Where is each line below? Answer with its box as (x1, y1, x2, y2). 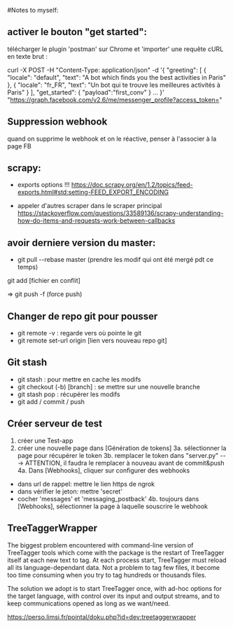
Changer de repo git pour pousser (7, 310, 158, 322)
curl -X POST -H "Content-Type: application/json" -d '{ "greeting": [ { (7, 66, 206, 74)
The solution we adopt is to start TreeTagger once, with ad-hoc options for (7, 584, 223, 592)
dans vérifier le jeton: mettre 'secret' (17, 487, 122, 496)
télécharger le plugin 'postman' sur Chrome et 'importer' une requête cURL (7, 45, 224, 53)
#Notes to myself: (7, 6, 59, 14)
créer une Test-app (17, 436, 73, 445)
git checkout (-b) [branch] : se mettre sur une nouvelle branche (17, 382, 201, 391)
